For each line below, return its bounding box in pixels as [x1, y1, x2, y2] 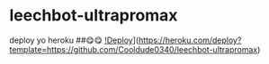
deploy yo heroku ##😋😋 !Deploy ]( [9, 35, 139, 45]
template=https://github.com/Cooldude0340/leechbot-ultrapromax [9, 44, 258, 54]
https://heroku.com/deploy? [138, 35, 242, 45]
